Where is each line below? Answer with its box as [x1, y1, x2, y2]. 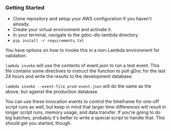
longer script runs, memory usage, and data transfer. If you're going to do [5, 109, 161, 116]
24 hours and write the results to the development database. [5, 73, 133, 80]
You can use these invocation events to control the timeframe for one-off [5, 98, 159, 104]
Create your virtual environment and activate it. [12, 27, 113, 33]
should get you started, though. [5, 120, 72, 126]
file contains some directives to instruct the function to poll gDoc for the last [5, 68, 166, 74]
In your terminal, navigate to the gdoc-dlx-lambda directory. [12, 32, 139, 38]
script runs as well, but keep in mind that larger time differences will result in [5, 104, 166, 110]
